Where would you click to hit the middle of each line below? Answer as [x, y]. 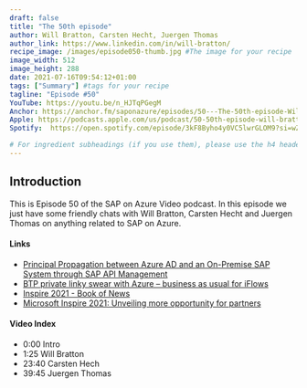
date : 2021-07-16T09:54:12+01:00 [73, 78]
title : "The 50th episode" [61, 26]
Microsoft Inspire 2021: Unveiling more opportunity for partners [142, 303]
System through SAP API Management [95, 274]
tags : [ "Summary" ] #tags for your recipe [90, 86]
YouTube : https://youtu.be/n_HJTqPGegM [85, 103]
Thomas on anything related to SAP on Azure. [95, 223]
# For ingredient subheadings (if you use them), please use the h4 [143, 145]
